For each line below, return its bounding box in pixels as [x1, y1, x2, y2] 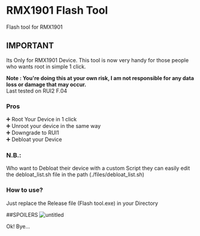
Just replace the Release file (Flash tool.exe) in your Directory [6, 200, 159, 207]
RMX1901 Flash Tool [6, 4, 108, 17]
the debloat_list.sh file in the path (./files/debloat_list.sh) [6, 171, 145, 178]
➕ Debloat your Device [6, 136, 62, 143]
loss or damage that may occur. [6, 81, 87, 88]
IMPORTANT [6, 41, 54, 51]
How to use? [6, 186, 43, 194]
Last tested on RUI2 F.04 [6, 87, 68, 94]
